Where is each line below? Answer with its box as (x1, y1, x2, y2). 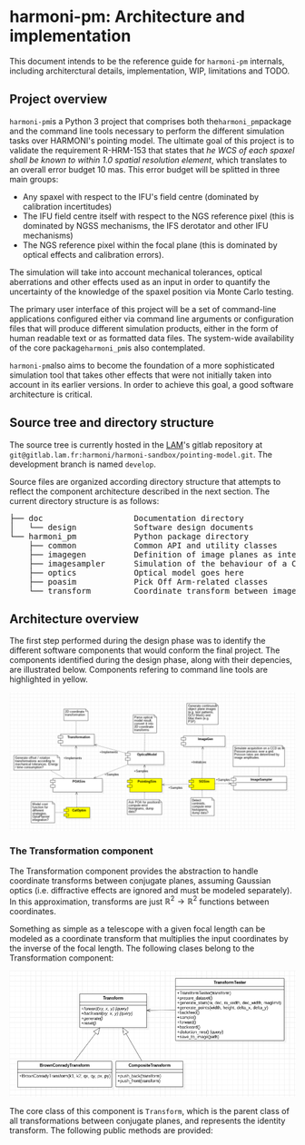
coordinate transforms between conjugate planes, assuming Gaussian (9, 874, 271, 886)
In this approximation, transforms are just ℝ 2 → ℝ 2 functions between (9, 894, 270, 907)
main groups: (9, 173, 59, 184)
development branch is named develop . (9, 459, 156, 469)
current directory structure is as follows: (9, 495, 160, 506)
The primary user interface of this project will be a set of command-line (9, 303, 277, 314)
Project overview (9, 92, 108, 107)
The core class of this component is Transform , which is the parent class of (9, 1106, 290, 1117)
